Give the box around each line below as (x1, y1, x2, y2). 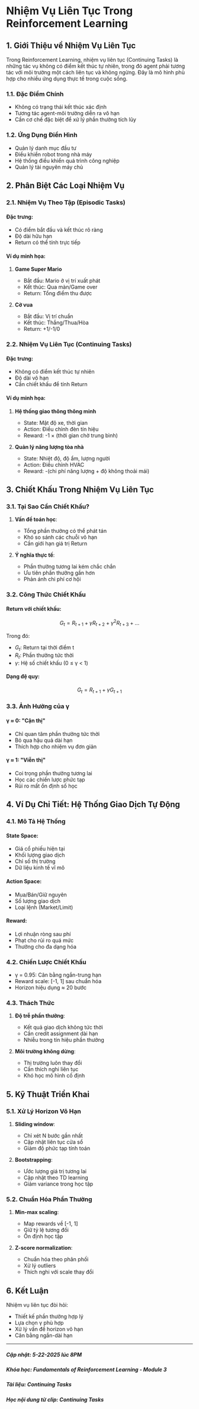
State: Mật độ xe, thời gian (23, 419, 88, 426)
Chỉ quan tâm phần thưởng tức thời (14, 730, 100, 737)
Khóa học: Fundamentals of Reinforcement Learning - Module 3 (6, 1366, 167, 1373)
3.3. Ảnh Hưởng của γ (6, 702, 70, 710)
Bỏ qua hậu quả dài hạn (14, 737, 73, 744)
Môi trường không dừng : (14, 1048, 76, 1055)
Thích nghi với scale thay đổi (23, 1268, 94, 1275)
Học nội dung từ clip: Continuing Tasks (6, 1396, 104, 1403)
